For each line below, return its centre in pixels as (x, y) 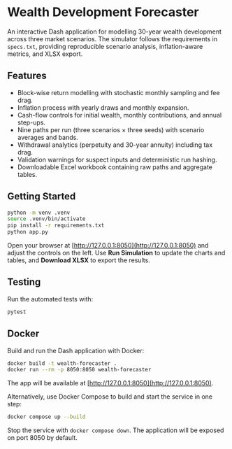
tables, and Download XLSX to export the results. (79, 260)
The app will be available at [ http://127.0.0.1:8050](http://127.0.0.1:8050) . (110, 383)
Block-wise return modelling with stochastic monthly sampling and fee (118, 92)
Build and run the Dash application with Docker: (76, 350)
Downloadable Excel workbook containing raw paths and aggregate (115, 167)
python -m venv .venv (39, 213)
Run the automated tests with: (50, 299)
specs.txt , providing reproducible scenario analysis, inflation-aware (105, 46)
